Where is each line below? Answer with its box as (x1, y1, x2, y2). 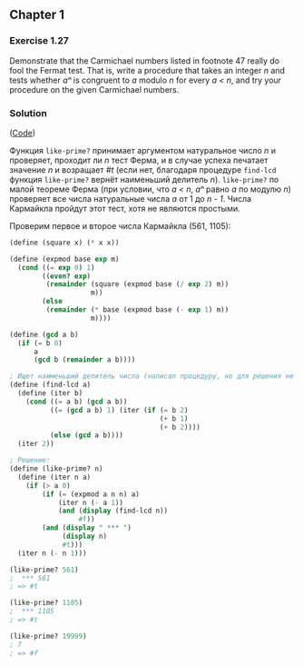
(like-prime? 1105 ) (9, 599, 83, 608)
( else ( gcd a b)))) (49, 431, 124, 440)
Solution (9, 106, 48, 119)
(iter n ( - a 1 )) (57, 498, 124, 507)
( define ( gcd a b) (9, 330, 79, 339)
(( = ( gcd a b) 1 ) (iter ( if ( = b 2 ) (49, 405, 189, 414)
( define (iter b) (17, 389, 83, 398)
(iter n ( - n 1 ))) (17, 549, 88, 558)
